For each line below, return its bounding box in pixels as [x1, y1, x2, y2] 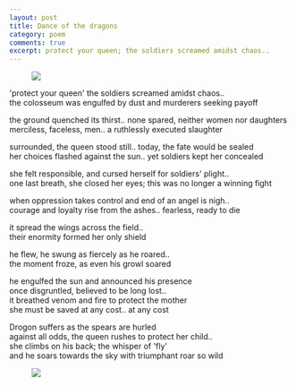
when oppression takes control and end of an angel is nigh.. [9, 195, 230, 206]
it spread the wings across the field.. [9, 222, 144, 233]
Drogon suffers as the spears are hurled [9, 322, 156, 332]
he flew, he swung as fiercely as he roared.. [9, 249, 170, 260]
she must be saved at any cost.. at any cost [9, 305, 170, 315]
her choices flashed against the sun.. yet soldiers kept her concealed [9, 151, 264, 162]
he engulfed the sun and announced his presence [9, 276, 192, 287]
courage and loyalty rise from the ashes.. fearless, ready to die [9, 205, 241, 216]
